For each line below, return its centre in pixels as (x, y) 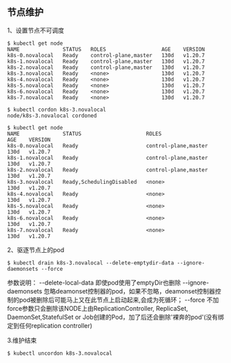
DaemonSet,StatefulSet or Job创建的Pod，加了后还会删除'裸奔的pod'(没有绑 (115, 317)
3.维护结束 (22, 340)
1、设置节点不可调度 (36, 30)
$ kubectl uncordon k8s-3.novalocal (60, 353)
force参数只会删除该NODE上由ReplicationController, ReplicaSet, (98, 308)
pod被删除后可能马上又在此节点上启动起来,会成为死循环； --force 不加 (119, 300)
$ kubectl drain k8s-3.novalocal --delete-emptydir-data (91, 263)
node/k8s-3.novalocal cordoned (52, 116)
